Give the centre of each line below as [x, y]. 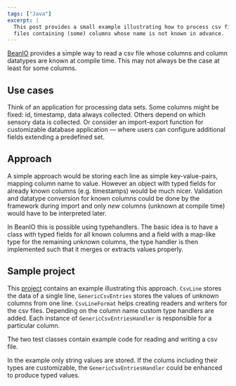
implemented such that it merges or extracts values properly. [96, 249]
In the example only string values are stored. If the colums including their [113, 360]
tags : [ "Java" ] [29, 14]
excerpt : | [23, 20]
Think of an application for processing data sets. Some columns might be [113, 107]
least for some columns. [42, 68]
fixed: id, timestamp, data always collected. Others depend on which [106, 115]
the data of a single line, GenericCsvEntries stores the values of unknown [113, 295]
